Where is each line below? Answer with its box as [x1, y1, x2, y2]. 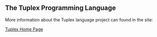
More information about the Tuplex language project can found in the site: [5, 17, 153, 22]
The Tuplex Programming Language [5, 4, 116, 12]
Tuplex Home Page [5, 26, 43, 32]
